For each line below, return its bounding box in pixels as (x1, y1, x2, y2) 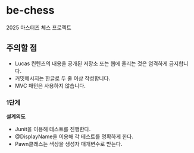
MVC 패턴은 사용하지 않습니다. (14, 82, 86, 89)
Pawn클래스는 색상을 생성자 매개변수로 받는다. (14, 141, 123, 148)
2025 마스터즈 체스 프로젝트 (6, 24, 71, 31)
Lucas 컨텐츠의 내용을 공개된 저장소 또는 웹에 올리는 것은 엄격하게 (14, 60, 168, 67)
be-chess (6, 4, 55, 17)
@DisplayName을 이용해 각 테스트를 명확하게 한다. (14, 133, 134, 140)
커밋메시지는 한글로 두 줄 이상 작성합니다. (14, 75, 111, 82)
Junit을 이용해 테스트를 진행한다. (14, 126, 91, 133)
